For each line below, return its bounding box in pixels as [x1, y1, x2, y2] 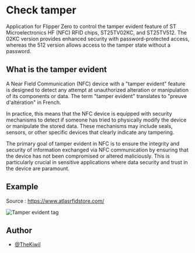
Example [6, 182, 39, 192]
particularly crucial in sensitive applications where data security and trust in [6, 158, 188, 165]
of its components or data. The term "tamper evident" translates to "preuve [6, 92, 187, 99]
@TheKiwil [14, 241, 41, 248]
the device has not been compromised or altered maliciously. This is [6, 153, 170, 160]
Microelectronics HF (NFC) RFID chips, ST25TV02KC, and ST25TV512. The [6, 29, 187, 36]
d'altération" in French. [6, 99, 61, 106]
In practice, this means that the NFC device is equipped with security [6, 110, 172, 117]
